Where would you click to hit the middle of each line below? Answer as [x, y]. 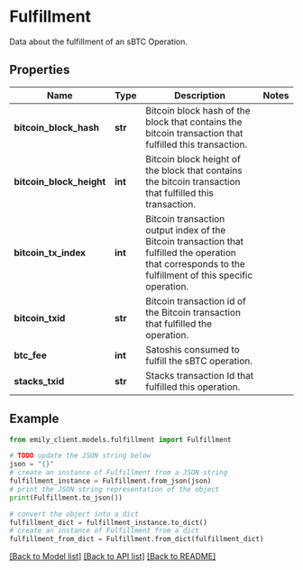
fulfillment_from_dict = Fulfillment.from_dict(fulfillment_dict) [137, 539]
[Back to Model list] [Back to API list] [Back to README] [113, 556]
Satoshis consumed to [193, 349]
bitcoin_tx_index [50, 253]
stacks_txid [39, 381]
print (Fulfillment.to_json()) [66, 498]
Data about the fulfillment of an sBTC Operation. [98, 41]
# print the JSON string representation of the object [115, 489]
